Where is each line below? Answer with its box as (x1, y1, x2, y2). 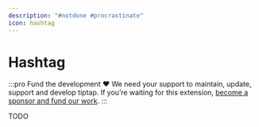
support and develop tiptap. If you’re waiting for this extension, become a (8, 88, 249, 98)
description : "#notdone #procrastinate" (8, 11, 145, 20)
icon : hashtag (8, 19, 56, 27)
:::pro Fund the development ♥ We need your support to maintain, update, (8, 79, 252, 89)
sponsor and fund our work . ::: (8, 96, 108, 106)
